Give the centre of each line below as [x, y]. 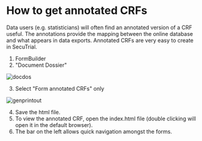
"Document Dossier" [41, 65]
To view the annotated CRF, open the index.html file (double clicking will [106, 119]
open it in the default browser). [54, 125]
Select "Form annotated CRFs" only [60, 88]
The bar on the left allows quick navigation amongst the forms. [93, 131]
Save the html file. [38, 112]
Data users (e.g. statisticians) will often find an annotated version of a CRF [99, 27]
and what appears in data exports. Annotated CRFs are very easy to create [100, 40]
